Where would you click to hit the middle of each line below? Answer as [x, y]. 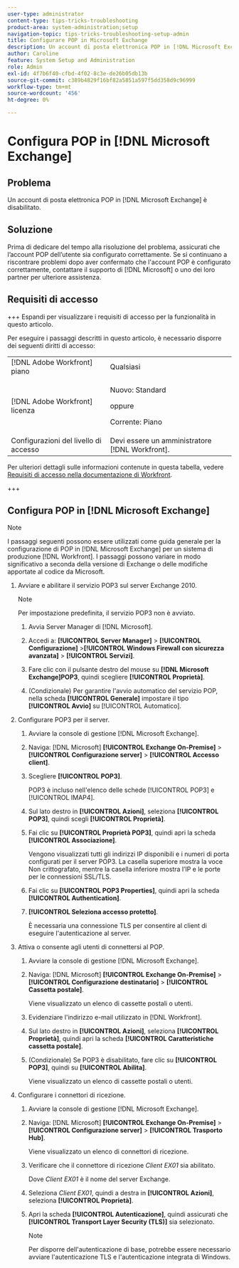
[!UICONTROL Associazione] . [73, 840]
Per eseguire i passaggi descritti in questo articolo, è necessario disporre [115, 338]
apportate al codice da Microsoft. [56, 572]
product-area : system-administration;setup [73, 27]
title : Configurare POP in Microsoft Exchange [78, 41]
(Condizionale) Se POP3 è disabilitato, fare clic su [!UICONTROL [122, 1060]
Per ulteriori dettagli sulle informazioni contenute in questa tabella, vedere [116, 467]
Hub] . [37, 1138]
